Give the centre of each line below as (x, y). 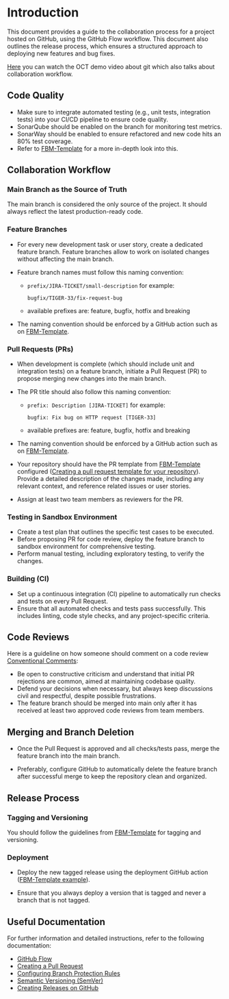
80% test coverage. (45, 141)
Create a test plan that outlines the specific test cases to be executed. (115, 532)
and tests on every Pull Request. (62, 601)
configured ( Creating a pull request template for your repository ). (108, 471)
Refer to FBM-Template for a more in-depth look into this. (97, 148)
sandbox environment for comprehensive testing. (86, 547)
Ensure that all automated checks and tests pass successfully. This (111, 608)
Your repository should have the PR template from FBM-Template (109, 465)
